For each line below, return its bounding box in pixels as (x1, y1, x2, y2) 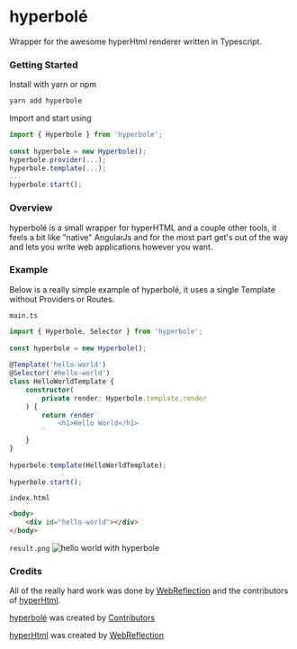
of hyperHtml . (9, 595, 61, 606)
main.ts (9, 311, 39, 320)
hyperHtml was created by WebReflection (9, 630, 165, 641)
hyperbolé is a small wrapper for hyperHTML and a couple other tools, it (9, 222, 277, 233)
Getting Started (9, 59, 78, 71)
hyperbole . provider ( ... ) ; (9, 155, 106, 164)
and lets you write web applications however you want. (9, 241, 213, 252)
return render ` (41, 410, 99, 419)
